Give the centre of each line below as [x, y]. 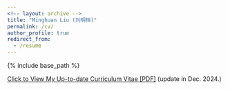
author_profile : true [38, 33]
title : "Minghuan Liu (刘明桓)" [52, 20]
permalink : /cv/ [30, 26]
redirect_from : [29, 39]
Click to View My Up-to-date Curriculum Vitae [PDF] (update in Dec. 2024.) [115, 79]
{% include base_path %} [44, 65]
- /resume [27, 46]
